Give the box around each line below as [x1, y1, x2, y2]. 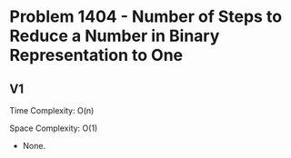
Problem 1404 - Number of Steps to [9, 6, 283, 27]
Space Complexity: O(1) [9, 123, 98, 133]
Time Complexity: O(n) [9, 105, 95, 115]
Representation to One [9, 45, 184, 65]
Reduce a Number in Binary [9, 25, 220, 46]
